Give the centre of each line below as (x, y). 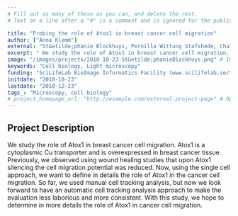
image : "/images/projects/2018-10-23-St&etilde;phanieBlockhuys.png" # (115, 60)
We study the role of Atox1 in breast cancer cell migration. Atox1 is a (106, 144)
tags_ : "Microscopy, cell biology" (60, 93)
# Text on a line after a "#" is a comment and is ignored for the (109, 21)
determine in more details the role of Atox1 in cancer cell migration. (105, 205)
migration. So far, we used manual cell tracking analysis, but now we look (114, 182)
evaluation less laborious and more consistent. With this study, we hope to (116, 197)
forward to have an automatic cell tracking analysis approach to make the (114, 190)
